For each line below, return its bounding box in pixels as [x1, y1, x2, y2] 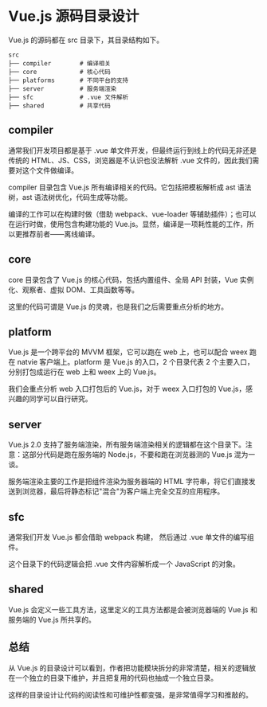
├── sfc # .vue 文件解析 [8, 93, 129, 101]
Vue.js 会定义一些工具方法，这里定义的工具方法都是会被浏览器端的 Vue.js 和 [8, 604, 257, 614]
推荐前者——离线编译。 [22, 229, 100, 239]
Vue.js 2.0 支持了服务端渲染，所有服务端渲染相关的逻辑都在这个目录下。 [8, 439, 245, 450]
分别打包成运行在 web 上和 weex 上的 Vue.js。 [8, 367, 161, 377]
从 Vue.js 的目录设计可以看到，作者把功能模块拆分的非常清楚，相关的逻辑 [8, 662, 249, 673]
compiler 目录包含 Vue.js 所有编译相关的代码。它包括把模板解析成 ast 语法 [8, 182, 252, 192]
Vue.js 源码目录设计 [8, 7, 139, 25]
